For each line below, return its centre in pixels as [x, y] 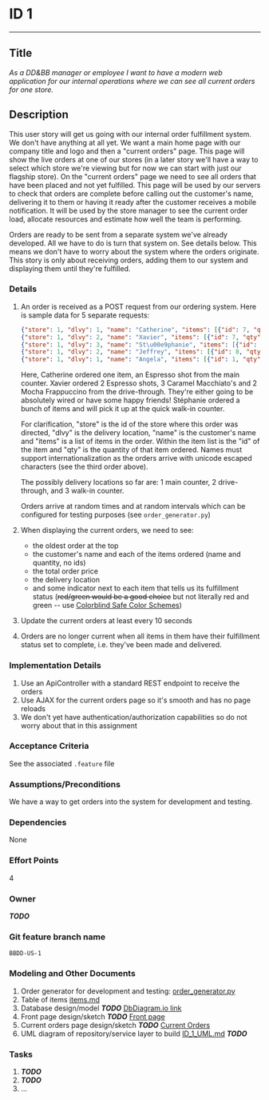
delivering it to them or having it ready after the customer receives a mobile [133, 202]
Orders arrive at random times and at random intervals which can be [133, 506]
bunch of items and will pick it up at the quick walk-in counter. [123, 409]
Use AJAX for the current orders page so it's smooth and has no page [135, 700]
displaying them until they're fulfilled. [70, 268]
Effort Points [34, 861]
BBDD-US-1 [26, 954]
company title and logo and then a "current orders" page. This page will [127, 151]
